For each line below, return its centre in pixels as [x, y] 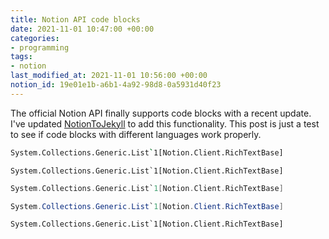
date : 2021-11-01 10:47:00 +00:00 [82, 29]
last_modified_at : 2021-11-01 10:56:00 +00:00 [109, 76]
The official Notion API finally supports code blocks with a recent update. [161, 113]
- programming [40, 47]
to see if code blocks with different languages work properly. [136, 134]
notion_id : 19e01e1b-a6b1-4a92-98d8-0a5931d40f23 [116, 85]
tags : [21, 57]
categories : [35, 38]
